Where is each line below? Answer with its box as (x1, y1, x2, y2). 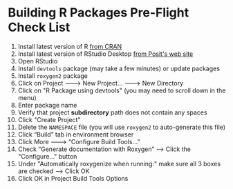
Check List (8, 19, 71, 35)
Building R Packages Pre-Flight (8, 5, 189, 21)
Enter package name (17, 101, 77, 109)
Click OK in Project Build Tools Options (17, 174, 129, 182)
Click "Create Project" (17, 115, 81, 123)
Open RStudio (17, 57, 58, 65)
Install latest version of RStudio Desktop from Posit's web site (17, 50, 194, 58)
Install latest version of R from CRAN (17, 42, 122, 50)
